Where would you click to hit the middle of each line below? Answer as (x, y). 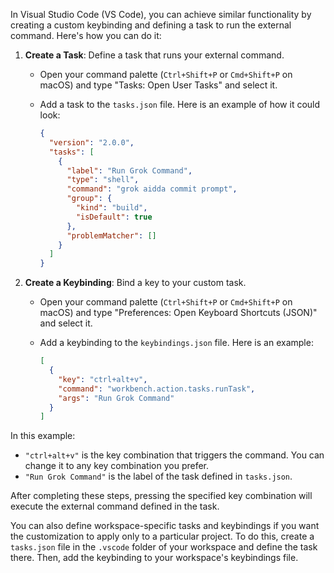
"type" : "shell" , (103, 180)
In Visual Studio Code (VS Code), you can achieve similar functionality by (161, 14)
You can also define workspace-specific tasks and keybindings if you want (165, 526)
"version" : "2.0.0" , (91, 142)
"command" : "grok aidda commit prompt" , (152, 189)
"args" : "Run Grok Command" (116, 398)
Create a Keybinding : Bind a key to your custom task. (135, 283)
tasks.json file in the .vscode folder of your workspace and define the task (164, 547)
